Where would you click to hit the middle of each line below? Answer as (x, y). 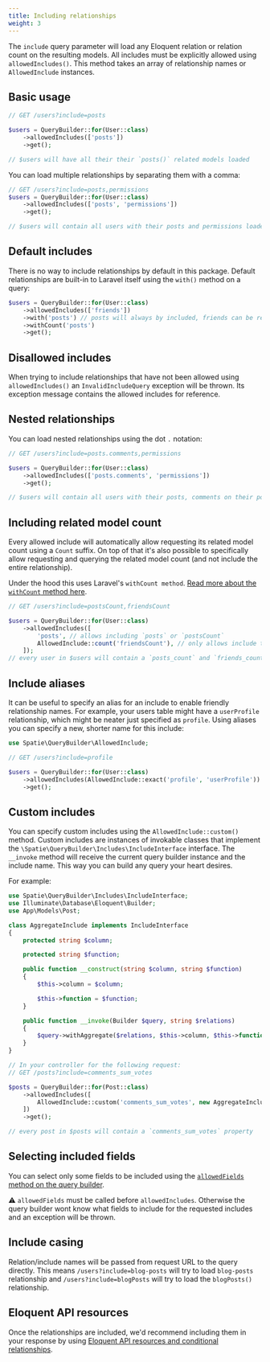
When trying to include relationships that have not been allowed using (124, 377)
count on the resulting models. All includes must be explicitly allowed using (133, 55)
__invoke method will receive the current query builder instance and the (127, 857)
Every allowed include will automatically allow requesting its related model (131, 542)
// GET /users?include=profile (61, 757)
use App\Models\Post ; (45, 911)
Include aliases (47, 683)
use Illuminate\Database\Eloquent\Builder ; (82, 904)
